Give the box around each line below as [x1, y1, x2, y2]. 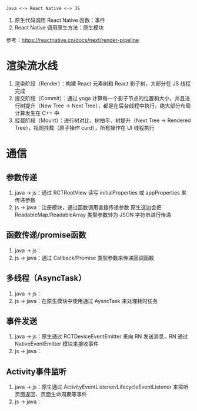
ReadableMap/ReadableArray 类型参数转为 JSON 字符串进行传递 [14, 211, 172, 218]
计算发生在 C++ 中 [14, 109, 60, 116]
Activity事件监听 [6, 366, 67, 377]
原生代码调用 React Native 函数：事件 [14, 17, 106, 24]
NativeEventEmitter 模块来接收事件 [14, 340, 99, 347]
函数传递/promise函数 [6, 230, 86, 240]
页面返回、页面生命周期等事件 [14, 391, 87, 398]
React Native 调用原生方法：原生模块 [14, 24, 104, 31]
